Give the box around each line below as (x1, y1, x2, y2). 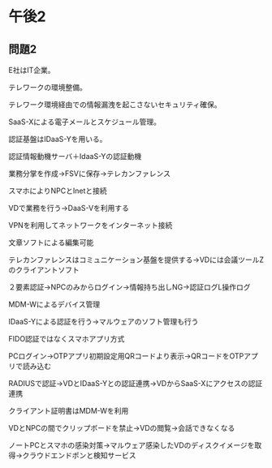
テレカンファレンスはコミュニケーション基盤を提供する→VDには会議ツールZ (8, 255, 264, 264)
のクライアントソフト (8, 265, 80, 274)
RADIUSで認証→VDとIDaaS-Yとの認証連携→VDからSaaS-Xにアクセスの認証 (8, 379, 262, 388)
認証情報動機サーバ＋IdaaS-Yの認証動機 (8, 152, 142, 161)
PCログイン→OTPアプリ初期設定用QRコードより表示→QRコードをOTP (8, 351, 244, 361)
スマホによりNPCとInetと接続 (8, 186, 107, 195)
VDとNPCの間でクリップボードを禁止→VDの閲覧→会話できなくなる (8, 423, 235, 432)
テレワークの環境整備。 (8, 83, 87, 92)
